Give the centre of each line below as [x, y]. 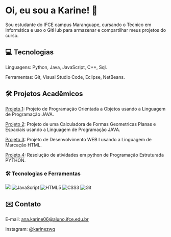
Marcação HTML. [23, 145]
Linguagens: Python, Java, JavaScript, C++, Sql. [56, 67]
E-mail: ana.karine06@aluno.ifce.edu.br [47, 219]
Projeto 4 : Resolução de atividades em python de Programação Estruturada [85, 155]
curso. [12, 35]
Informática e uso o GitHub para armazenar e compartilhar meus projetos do [86, 30]
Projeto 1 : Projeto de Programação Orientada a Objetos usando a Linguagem [86, 109]
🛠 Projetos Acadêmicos [44, 94]
